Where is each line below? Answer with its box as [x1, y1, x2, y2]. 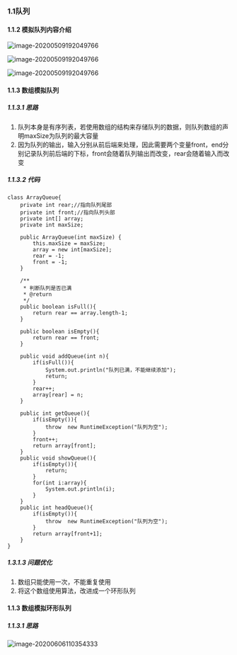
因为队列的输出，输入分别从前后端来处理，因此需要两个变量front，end [17, 140, 223, 149]
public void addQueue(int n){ [20, 353, 110, 360]
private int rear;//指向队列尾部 [20, 201, 112, 208]
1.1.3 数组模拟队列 [7, 86, 59, 94]
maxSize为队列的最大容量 [23, 131, 99, 139]
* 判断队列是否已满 [23, 285, 72, 292]
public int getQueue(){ [20, 409, 91, 417]
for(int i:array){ [33, 479, 87, 486]
